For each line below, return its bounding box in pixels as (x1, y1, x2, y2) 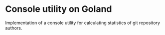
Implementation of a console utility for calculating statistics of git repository (5, 20, 161, 26)
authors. (5, 25, 22, 31)
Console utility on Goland (5, 3, 112, 15)
